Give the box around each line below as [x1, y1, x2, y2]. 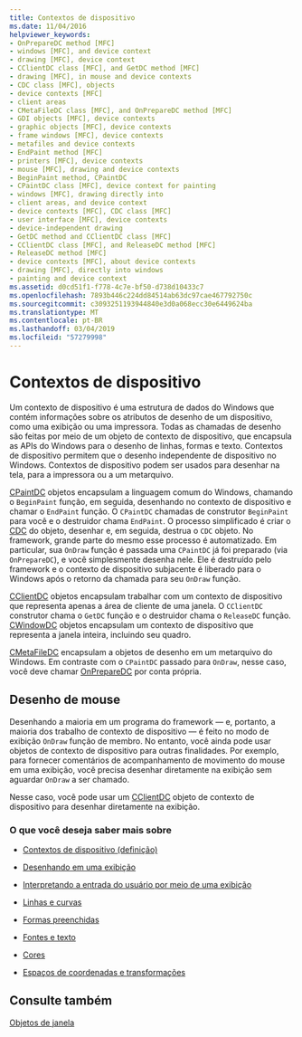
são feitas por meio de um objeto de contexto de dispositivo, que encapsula [9, 431, 292, 442]
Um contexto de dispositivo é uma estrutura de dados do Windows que [9, 402, 275, 413]
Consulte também [9, 993, 113, 1009]
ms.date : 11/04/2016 [9, 22, 88, 31]
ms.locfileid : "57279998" [9, 333, 107, 342]
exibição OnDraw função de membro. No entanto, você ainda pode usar [9, 735, 271, 747]
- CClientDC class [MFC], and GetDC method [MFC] [9, 64, 201, 73]
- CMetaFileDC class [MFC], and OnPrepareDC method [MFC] [9, 106, 232, 115]
